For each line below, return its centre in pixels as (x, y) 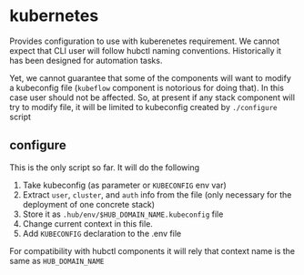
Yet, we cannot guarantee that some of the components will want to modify (150, 77)
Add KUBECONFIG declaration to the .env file (102, 233)
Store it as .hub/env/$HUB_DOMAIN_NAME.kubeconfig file (123, 214)
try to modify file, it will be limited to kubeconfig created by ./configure (143, 107)
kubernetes (54, 16)
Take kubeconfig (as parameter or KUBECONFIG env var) (125, 185)
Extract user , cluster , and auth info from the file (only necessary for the (157, 194)
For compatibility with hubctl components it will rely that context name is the (152, 250)
